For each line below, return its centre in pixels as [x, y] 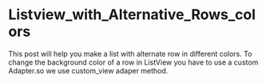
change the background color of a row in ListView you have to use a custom [133, 62]
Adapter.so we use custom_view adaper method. [88, 70]
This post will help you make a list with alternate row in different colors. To [130, 53]
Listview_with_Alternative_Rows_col [132, 15]
